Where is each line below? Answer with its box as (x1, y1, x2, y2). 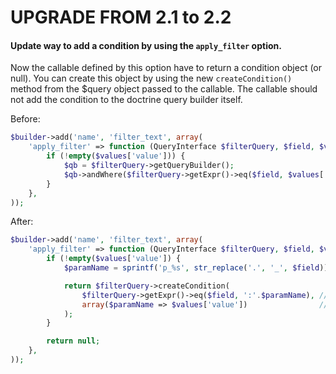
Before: (10, 113, 41, 125)
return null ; (46, 336, 101, 346)
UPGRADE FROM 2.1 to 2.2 (10, 6, 232, 29)
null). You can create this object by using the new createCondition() (10, 72, 293, 85)
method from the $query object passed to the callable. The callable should (10, 83, 318, 95)
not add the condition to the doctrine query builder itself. (10, 94, 243, 106)
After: (10, 216, 34, 228)
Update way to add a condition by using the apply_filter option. (10, 39, 282, 51)
